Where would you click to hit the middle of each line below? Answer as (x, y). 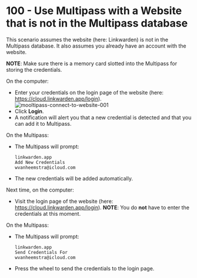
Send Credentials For (41, 252)
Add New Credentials (40, 162)
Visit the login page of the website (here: (64, 201)
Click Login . (29, 111)
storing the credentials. (34, 69)
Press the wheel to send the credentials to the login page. (84, 268)
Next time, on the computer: (40, 190)
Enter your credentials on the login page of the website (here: (89, 92)
